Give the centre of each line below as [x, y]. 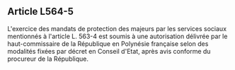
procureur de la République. [48, 59]
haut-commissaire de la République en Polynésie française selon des [108, 43]
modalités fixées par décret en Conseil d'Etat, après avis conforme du [109, 51]
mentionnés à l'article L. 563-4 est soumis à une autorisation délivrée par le [117, 36]
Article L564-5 [41, 12]
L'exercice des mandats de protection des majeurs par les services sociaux [117, 28]
